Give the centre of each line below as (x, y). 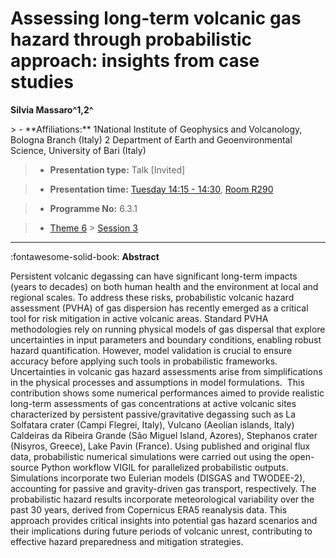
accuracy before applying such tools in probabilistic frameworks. (144, 361)
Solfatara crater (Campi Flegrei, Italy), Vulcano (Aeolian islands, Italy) (152, 424)
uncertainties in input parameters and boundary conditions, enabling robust (166, 339)
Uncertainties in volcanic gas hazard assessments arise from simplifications (166, 371)
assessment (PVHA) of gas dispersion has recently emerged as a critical (159, 308)
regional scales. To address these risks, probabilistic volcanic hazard (152, 297)
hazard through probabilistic (131, 39)
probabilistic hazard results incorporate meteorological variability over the (162, 499)
